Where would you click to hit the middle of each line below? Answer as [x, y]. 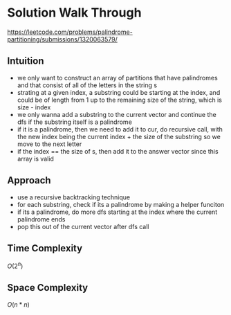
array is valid [35, 159]
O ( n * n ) [18, 304]
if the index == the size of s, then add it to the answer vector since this [118, 151]
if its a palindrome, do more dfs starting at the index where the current [117, 212]
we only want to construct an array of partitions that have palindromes [117, 78]
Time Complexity [45, 248]
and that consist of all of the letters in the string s [87, 85]
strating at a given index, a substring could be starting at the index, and [119, 92]
